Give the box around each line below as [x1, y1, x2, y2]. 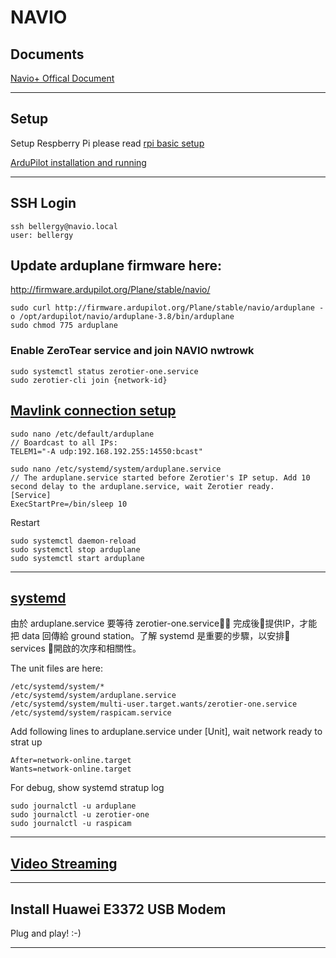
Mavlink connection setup [10, 402, 177, 420]
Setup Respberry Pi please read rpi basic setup [10, 137, 205, 149]
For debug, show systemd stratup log [10, 782, 165, 794]
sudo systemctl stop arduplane [10, 544, 141, 555]
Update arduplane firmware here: [10, 257, 222, 275]
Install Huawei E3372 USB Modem [10, 901, 227, 918]
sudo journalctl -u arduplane [10, 801, 137, 811]
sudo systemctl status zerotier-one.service [10, 366, 199, 376]
